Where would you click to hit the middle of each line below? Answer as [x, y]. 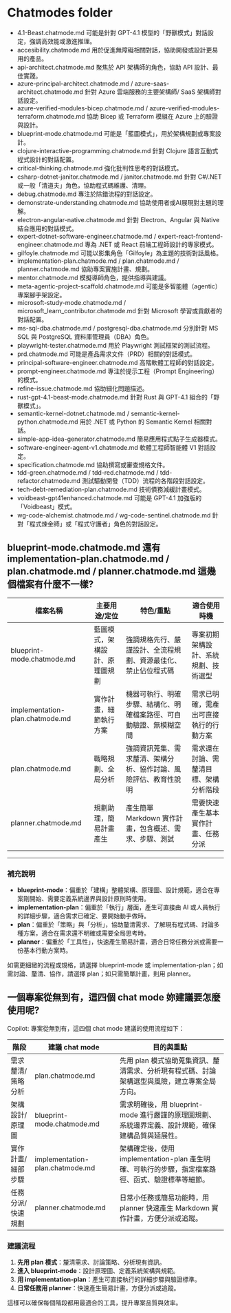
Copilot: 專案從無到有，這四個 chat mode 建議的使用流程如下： [96, 1028]
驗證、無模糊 [154, 724]
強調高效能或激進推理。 [63, 41]
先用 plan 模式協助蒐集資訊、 [166, 1060]
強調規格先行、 [150, 640]
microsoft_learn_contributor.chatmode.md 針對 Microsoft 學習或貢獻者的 [119, 310]
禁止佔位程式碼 [150, 671]
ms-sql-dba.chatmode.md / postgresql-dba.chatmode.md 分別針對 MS [118, 328]
